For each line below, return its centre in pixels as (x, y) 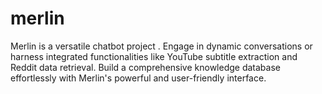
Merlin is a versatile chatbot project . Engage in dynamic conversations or (161, 46)
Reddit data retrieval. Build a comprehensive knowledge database (145, 67)
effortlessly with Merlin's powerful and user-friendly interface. (138, 78)
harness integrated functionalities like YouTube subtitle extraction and (154, 56)
